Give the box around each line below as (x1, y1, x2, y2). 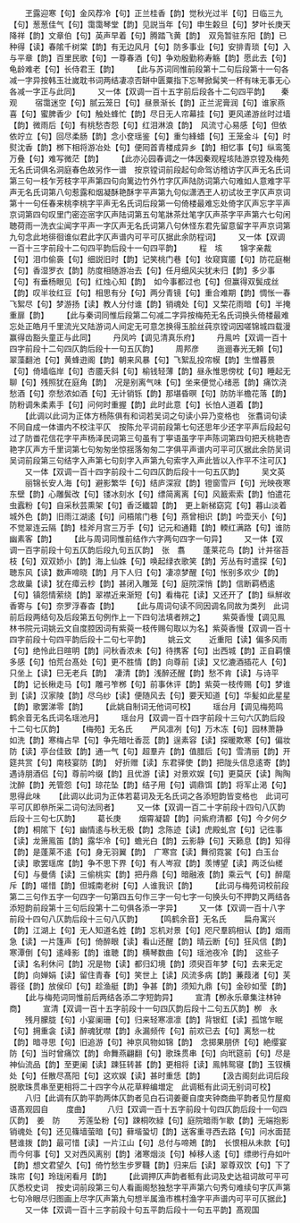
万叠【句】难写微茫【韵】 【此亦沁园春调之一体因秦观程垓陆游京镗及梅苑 (9, 153, 289, 164)
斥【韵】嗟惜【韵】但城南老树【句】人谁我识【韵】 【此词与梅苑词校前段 (9, 880, 289, 890)
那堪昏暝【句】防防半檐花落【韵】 (164, 388, 291, 398)
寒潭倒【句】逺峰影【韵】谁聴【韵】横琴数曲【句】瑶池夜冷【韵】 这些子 (9, 947, 279, 957)
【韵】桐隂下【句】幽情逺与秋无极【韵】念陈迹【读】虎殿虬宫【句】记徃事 (9, 824, 283, 835)
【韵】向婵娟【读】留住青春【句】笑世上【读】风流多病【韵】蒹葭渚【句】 (9, 970, 283, 980)
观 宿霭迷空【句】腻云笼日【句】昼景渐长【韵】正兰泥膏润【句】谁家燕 (9, 98, 286, 107)
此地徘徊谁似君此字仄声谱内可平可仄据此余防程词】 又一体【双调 (32, 232, 286, 242)
